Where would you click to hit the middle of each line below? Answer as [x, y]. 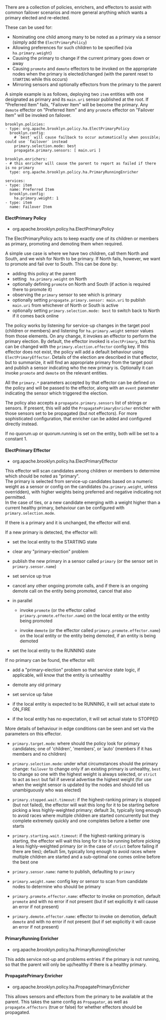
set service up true [31, 576]
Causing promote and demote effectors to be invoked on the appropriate [84, 69]
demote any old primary [37, 685]
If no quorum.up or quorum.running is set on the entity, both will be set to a [82, 434]
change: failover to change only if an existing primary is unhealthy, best [86, 769]
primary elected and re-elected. [38, 18]
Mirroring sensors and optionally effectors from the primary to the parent [87, 84]
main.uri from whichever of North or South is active [65, 306]
